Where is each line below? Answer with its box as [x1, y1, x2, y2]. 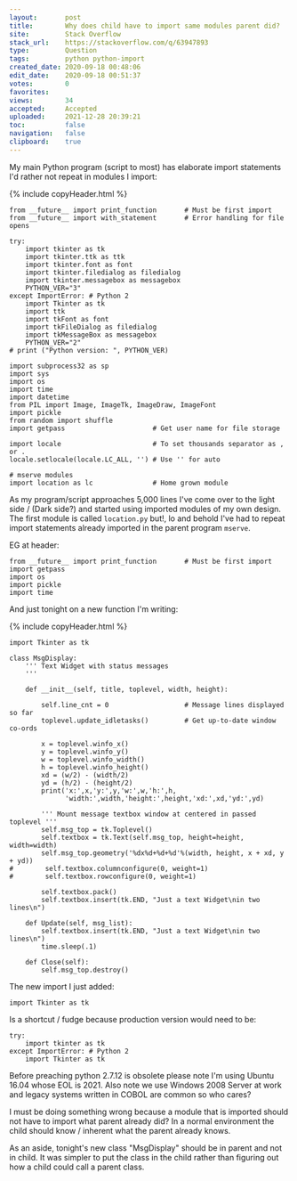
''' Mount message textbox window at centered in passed [41, 810, 256, 819]
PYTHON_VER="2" [25, 338, 82, 347]
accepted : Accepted [9, 104, 98, 113]
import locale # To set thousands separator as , [9, 439, 285, 448]
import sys [9, 369, 50, 379]
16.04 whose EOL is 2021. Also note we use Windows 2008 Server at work [9, 1079, 282, 1090]
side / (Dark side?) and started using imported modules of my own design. [9, 503, 282, 514]
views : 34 [9, 95, 74, 105]
